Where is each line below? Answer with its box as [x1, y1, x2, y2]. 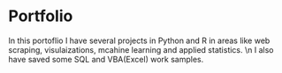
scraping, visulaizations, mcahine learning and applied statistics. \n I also [8, 44, 274, 55]
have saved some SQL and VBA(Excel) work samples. [8, 54, 204, 64]
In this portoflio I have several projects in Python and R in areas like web [8, 35, 271, 46]
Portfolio [8, 6, 73, 26]
